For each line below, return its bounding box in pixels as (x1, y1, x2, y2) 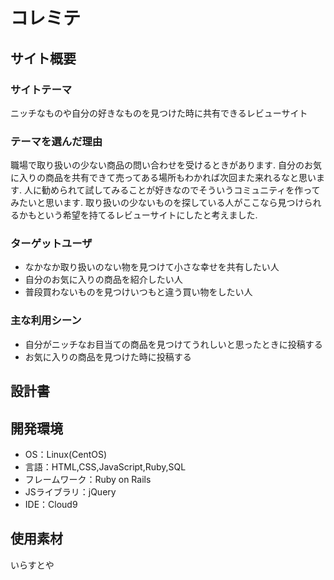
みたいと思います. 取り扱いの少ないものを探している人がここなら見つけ (10, 197, 305, 209)
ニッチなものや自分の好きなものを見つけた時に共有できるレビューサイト (10, 107, 308, 119)
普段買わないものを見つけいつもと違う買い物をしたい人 (24, 286, 253, 298)
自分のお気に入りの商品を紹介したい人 (24, 274, 183, 286)
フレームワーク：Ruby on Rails (24, 473, 152, 485)
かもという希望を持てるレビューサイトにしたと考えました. (18, 209, 258, 221)
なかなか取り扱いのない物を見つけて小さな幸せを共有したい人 (24, 261, 280, 273)
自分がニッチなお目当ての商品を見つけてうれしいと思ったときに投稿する (24, 338, 323, 350)
